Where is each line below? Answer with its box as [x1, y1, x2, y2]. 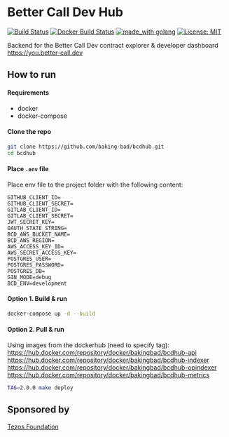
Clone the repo [7, 128, 51, 136]
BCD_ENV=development [7, 280, 68, 287]
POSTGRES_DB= [7, 267, 46, 274]
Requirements [7, 88, 50, 97]
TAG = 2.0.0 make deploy [7, 384, 74, 391]
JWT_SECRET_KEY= [7, 218, 55, 225]
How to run [7, 69, 57, 81]
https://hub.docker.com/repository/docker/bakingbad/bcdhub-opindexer [7, 363, 217, 372]
